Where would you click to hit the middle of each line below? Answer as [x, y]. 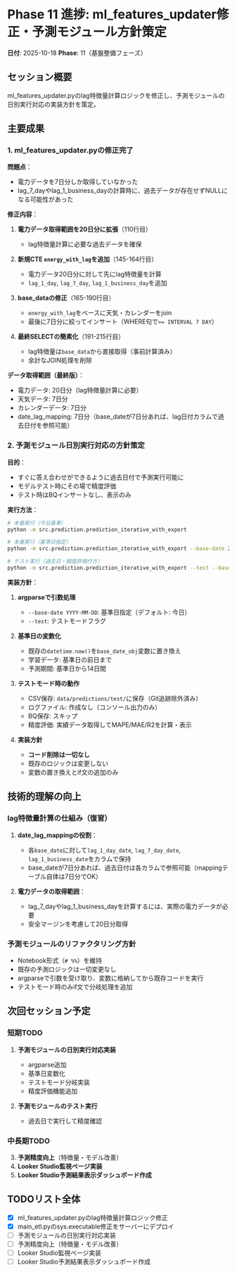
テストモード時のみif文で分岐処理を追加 [75, 986]
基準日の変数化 [39, 636]
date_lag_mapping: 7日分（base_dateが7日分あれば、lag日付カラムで [117, 416]
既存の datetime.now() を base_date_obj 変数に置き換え [104, 651]
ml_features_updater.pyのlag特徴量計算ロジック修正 [92, 1217]
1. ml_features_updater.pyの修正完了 [70, 151]
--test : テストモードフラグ [67, 621]
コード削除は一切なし [59, 754]
